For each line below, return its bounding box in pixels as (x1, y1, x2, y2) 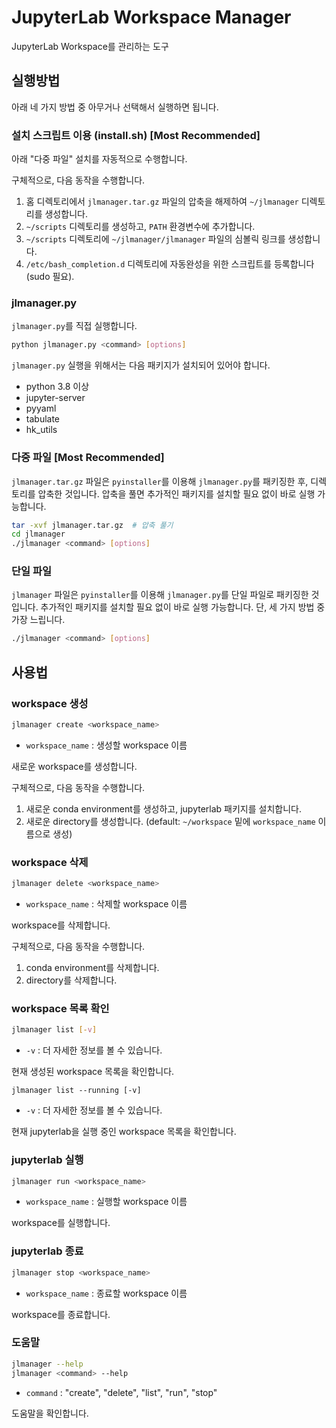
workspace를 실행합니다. (11, 1217, 111, 1229)
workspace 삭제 (11, 855, 89, 869)
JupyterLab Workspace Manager (11, 6, 292, 29)
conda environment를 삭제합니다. (25, 962, 160, 974)
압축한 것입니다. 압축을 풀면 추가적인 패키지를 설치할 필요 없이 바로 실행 (37, 487, 316, 500)
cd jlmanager (11, 529, 66, 540)
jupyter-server (25, 392, 86, 404)
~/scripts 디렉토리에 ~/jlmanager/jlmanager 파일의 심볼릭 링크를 (25, 233, 286, 245)
